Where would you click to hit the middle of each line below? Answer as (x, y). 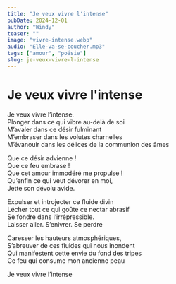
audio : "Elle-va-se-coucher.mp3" (56, 47)
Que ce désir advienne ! (42, 158)
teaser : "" (23, 34)
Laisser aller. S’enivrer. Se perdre (55, 224)
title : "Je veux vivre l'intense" (58, 14)
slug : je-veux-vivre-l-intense (53, 60)
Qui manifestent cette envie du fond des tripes (75, 253)
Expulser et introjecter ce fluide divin (61, 201)
